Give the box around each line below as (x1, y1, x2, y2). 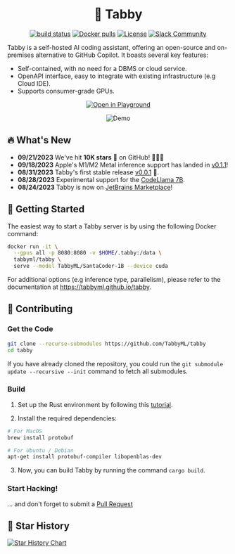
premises (7, 51, 34, 59)
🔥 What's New (7, 134, 72, 146)
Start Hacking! (7, 484, 58, 494)
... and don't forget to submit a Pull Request (7, 499, 133, 508)
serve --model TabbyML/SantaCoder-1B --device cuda (13, 263, 169, 270)
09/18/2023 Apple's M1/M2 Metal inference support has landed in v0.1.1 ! (17, 160, 229, 169)
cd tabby (7, 347, 33, 354)
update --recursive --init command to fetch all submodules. (7, 367, 189, 375)
